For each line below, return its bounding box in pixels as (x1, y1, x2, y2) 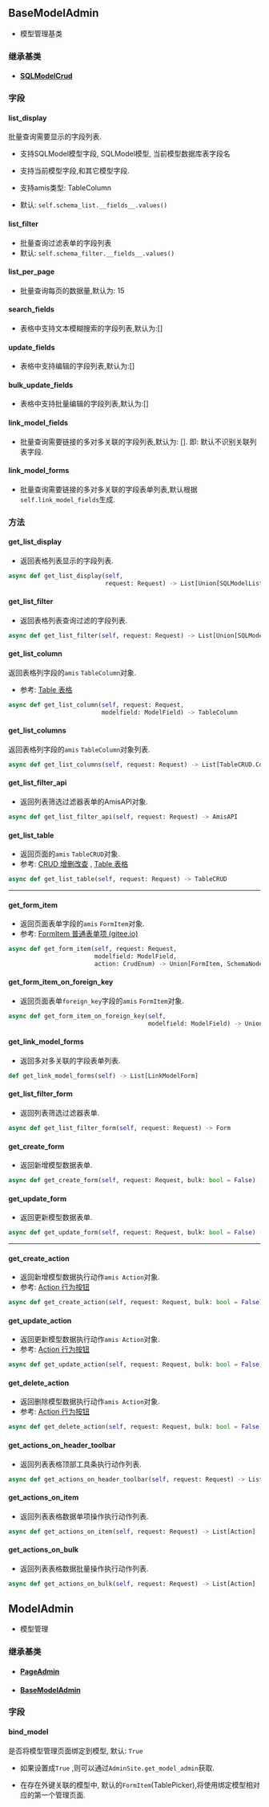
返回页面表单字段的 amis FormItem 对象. (19, 919, 145, 928)
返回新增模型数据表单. (19, 1160, 93, 1170)
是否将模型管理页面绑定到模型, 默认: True (8, 1746, 143, 1756)
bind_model (8, 1727, 49, 1737)
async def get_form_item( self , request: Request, (8, 945, 178, 953)
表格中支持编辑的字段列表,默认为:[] (19, 361, 135, 371)
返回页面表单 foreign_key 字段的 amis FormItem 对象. (19, 996, 184, 1006)
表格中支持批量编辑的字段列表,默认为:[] (19, 399, 150, 409)
